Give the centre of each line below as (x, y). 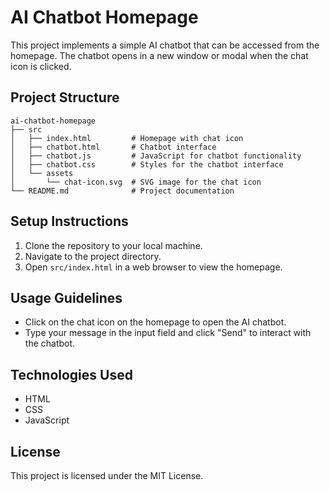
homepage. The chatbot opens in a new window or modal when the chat (159, 55)
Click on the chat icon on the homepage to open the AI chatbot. (155, 322)
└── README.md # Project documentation (122, 191)
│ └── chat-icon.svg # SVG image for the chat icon (136, 182)
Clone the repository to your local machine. (113, 245)
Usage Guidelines (66, 297)
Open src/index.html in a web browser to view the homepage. (153, 267)
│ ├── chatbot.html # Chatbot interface (113, 147)
